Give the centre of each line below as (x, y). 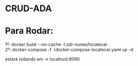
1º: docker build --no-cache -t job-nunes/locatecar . (58, 44)
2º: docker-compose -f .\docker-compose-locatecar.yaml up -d (69, 50)
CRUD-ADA (29, 9)
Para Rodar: (29, 31)
